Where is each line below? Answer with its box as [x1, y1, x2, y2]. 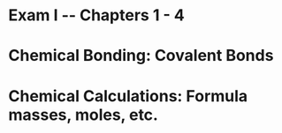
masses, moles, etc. [8, 105, 158, 124]
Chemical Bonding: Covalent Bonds [8, 46, 274, 66]
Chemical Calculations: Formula [8, 85, 248, 106]
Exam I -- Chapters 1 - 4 [8, 5, 185, 26]
